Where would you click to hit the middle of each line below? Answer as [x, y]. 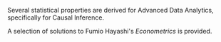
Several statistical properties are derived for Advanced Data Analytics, [110, 10]
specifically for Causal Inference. [56, 17]
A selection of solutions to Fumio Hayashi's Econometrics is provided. [110, 31]
